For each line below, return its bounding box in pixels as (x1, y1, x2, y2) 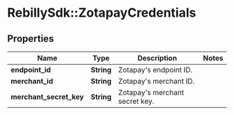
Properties (7, 33, 54, 45)
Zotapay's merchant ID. (118, 77, 195, 86)
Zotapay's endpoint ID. (118, 65, 193, 75)
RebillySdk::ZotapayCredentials (7, 5, 196, 21)
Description (137, 54, 178, 63)
